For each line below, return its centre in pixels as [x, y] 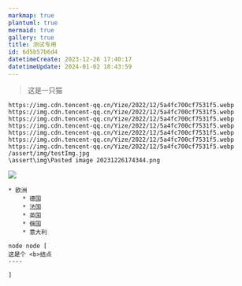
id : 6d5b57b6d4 [33, 52]
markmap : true [32, 15]
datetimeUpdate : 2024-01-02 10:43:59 [70, 67]
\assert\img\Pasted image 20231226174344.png [84, 160]
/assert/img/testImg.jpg [49, 153]
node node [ [28, 246]
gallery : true [32, 37]
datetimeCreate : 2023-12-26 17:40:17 [70, 60]
